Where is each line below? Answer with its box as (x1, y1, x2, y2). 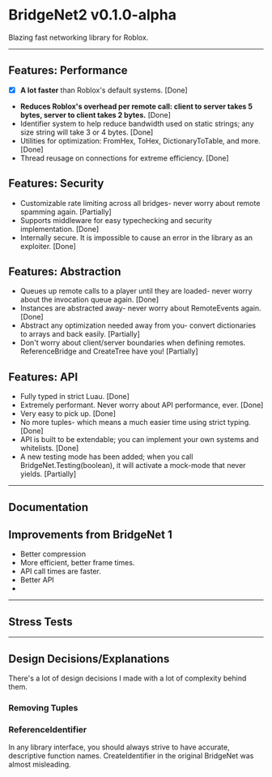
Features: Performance (8, 63, 128, 78)
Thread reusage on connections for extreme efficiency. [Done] (19, 152, 229, 163)
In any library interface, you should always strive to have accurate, (8, 742, 230, 752)
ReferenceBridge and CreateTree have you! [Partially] (19, 346, 198, 356)
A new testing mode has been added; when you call (19, 452, 193, 461)
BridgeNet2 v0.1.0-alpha (8, 6, 176, 24)
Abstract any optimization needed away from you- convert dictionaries (19, 320, 257, 330)
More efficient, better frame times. (19, 558, 135, 568)
